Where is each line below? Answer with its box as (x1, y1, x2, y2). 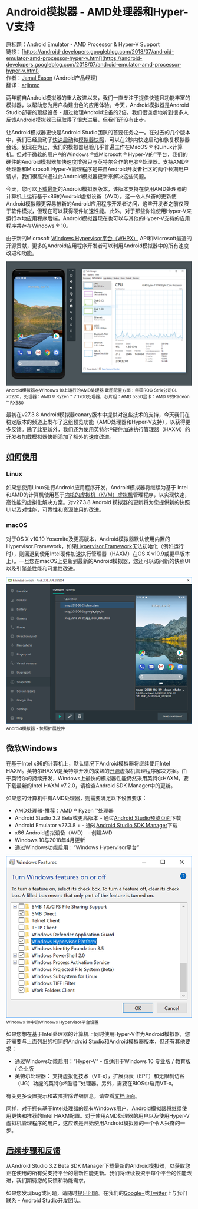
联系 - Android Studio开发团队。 (6, 1197, 84, 1204)
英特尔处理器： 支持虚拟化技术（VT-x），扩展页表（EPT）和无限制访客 (14, 1072, 185, 1079)
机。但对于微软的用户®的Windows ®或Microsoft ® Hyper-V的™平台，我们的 (6, 151, 189, 158)
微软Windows (6, 743, 57, 753)
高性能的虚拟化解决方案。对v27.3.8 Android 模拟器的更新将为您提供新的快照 (6, 499, 190, 506)
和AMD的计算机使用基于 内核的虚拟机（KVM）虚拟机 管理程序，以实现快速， (6, 491, 190, 498)
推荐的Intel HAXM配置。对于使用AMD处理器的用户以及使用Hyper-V (26, 1112, 190, 1119)
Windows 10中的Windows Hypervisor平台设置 (6, 1019, 99, 1025)
